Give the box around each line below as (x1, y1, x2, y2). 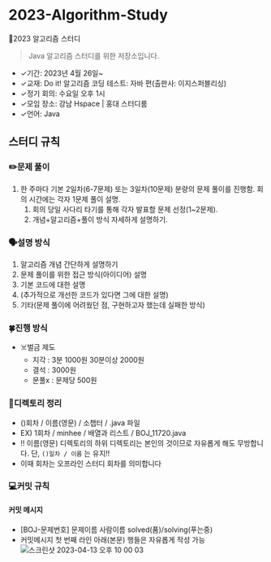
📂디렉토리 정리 (8, 398, 62, 409)
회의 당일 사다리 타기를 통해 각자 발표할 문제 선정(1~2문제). (32, 204, 218, 214)
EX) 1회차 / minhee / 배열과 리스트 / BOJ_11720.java (19, 428, 187, 438)
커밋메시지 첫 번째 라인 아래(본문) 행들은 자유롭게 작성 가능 (19, 534, 205, 544)
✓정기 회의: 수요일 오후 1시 (19, 88, 105, 98)
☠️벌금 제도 (19, 342, 56, 352)
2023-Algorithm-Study (8, 6, 169, 24)
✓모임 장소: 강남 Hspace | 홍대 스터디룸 (19, 98, 148, 108)
